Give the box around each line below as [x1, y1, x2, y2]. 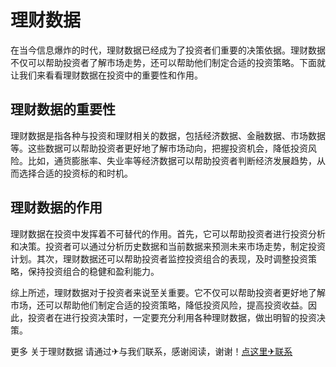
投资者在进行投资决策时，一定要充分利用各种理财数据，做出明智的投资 [27, 311, 317, 323]
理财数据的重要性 [10, 101, 116, 118]
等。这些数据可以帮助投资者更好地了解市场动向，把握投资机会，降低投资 [10, 142, 308, 154]
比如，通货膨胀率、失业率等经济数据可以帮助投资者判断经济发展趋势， [27, 154, 317, 166]
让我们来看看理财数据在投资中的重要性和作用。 [10, 69, 203, 81]
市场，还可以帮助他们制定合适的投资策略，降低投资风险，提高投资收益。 [10, 299, 308, 311]
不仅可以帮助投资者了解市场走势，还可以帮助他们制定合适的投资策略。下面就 [10, 56, 326, 68]
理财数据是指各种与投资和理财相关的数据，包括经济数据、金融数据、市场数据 [10, 129, 326, 141]
